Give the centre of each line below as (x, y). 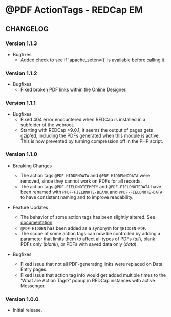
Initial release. (27, 310)
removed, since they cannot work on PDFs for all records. (81, 181)
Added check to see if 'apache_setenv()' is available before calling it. (93, 60)
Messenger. (33, 286)
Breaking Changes (32, 166)
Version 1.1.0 (21, 154)
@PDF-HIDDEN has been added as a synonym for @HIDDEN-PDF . (83, 228)
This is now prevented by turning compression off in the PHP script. (92, 141)
